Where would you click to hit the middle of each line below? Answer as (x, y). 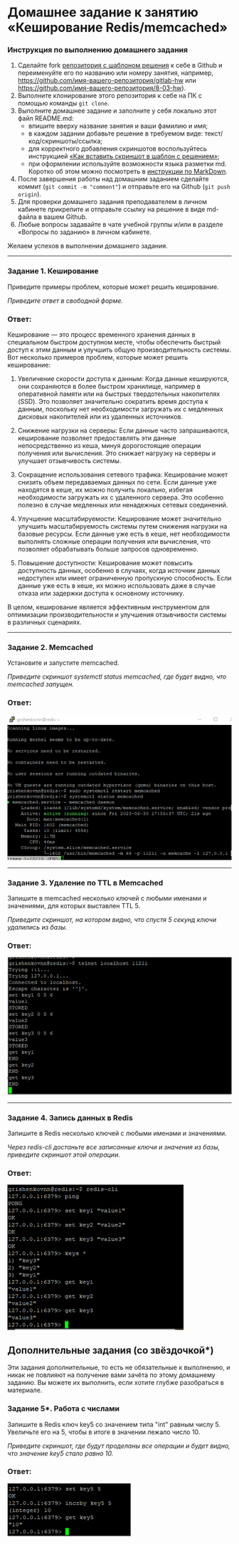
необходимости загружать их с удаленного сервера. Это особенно (121, 497)
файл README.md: (46, 118)
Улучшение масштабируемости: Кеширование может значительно (119, 519)
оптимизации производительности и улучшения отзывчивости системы (117, 615)
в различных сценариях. (44, 622)
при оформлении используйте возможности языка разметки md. (127, 164)
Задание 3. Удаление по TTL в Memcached (85, 883)
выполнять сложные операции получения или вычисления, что (114, 542)
